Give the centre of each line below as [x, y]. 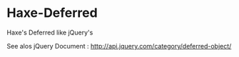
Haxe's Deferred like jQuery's [50, 32]
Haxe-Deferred [52, 13]
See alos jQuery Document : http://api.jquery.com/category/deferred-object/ [119, 46]
